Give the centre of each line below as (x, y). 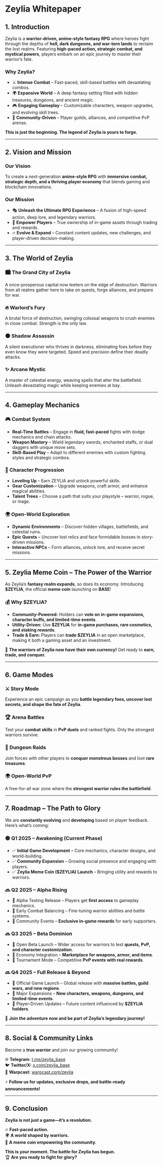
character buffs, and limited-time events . (54, 620)
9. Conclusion (26, 1109)
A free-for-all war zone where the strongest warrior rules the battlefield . (78, 788)
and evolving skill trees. (36, 112)
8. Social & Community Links (49, 1038)
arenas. (20, 123)
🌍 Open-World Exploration (37, 514)
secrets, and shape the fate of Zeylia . (43, 704)
